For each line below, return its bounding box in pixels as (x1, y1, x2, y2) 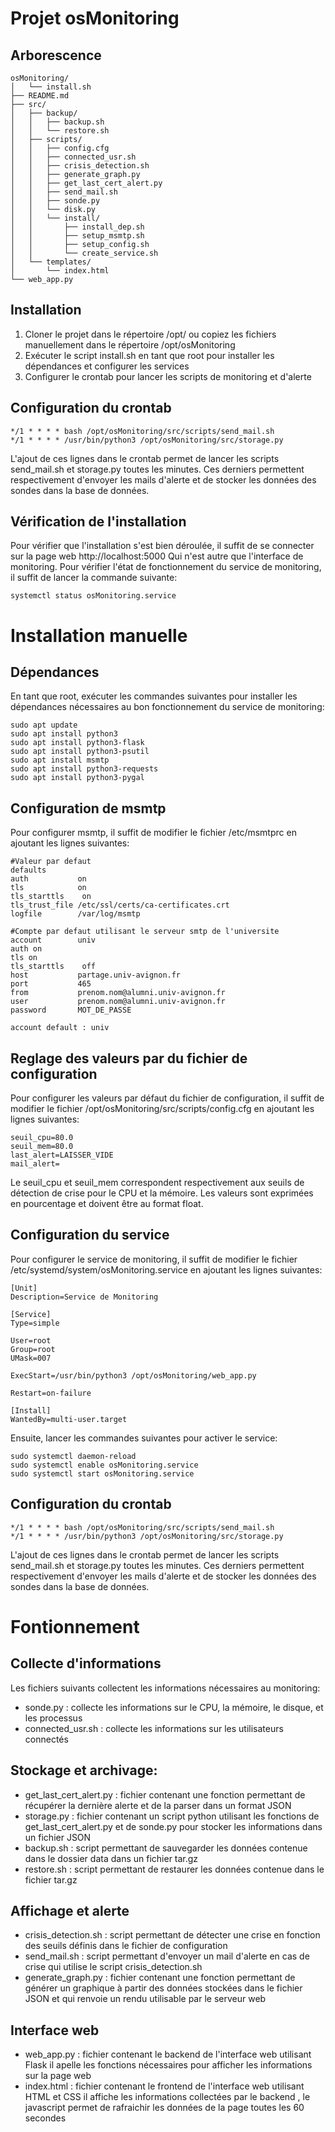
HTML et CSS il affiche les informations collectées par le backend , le (24, 2091, 311, 2103)
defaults (10, 865, 47, 876)
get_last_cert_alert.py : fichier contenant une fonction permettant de (24, 1788, 306, 1801)
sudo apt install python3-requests (10, 764, 159, 774)
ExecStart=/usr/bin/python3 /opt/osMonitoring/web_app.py (10, 1370, 257, 1381)
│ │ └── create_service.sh (10, 248, 159, 258)
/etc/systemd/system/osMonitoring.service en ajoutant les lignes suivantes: (10, 1263, 323, 1276)
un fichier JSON (24, 1831, 92, 1843)
